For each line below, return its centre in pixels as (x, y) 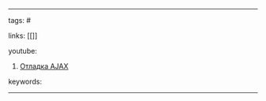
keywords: (25, 81)
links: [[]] (23, 36)
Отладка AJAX (44, 66)
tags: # (20, 20)
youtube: (23, 51)
